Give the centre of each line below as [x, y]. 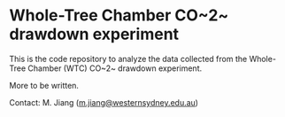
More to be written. [44, 85]
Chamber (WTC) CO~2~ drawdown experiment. [115, 68]
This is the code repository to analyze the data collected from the [128, 58]
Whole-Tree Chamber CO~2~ [119, 16]
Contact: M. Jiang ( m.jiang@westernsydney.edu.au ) [104, 102]
